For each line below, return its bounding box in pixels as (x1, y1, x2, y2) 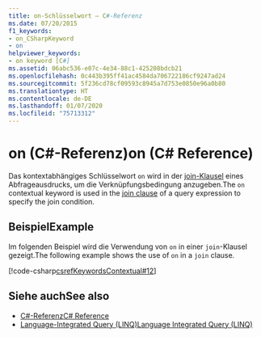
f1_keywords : (8, 27, 53, 35)
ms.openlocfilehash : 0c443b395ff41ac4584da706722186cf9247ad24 (8, 72, 226, 80)
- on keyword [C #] (8, 57, 70, 65)
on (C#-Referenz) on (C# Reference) (8, 145, 254, 162)
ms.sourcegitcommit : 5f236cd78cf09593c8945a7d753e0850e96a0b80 (8, 79, 226, 87)
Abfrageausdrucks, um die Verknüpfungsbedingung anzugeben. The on (8, 179, 245, 189)
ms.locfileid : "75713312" (8, 110, 95, 118)
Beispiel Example (8, 220, 95, 234)
